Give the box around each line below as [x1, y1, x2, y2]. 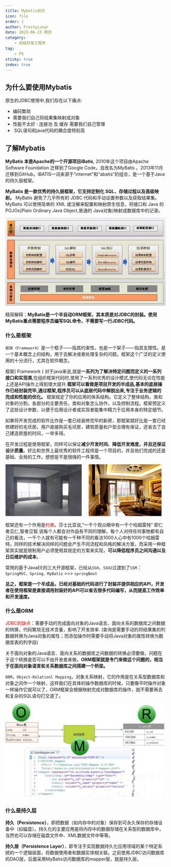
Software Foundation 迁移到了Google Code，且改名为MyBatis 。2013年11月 [5, 165, 163, 171]
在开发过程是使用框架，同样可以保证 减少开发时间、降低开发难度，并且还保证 [5, 441, 166, 447]
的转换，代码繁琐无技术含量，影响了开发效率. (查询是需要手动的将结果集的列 [5, 626, 166, 633]
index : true [5, 62, 31, 67]
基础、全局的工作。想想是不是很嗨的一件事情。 [5, 453, 103, 460]
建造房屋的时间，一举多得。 [9, 430, 68, 436]
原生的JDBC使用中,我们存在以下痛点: [5, 98, 82, 104]
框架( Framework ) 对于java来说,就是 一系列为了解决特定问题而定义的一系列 [5, 368, 162, 374]
